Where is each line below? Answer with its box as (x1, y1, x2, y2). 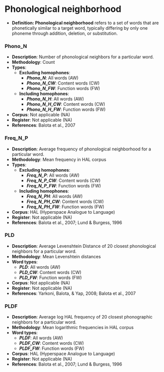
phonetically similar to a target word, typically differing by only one (11, 25, 148, 31)
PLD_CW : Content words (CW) (19, 269, 82, 275)
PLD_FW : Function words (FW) (19, 275, 82, 280)
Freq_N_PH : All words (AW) (26, 193, 83, 199)
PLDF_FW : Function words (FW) (19, 345, 85, 352)
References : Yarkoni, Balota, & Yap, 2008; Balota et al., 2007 (11, 290, 136, 296)
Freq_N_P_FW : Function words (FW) (26, 183, 101, 188)
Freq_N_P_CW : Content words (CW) (26, 177, 101, 184)
